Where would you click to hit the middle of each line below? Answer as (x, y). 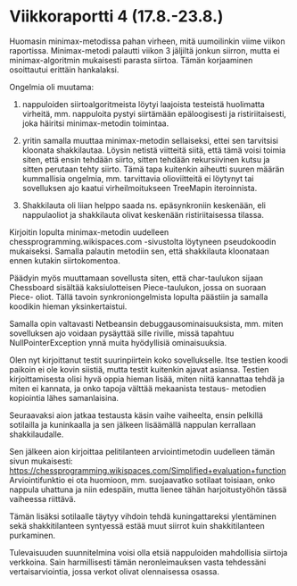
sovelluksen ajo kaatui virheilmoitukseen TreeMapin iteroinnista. (140, 188)
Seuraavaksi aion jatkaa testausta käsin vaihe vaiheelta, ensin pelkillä (136, 415)
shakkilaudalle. (37, 434)
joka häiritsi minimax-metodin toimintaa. (95, 123)
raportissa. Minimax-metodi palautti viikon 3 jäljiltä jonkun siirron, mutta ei (144, 50)
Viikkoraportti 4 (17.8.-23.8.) (116, 17)
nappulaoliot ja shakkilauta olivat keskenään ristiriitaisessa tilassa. (143, 214)
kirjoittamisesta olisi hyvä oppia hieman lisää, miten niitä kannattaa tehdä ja (147, 379)
